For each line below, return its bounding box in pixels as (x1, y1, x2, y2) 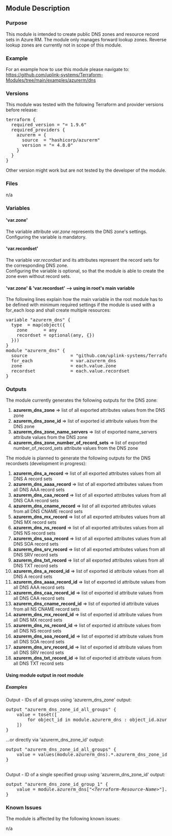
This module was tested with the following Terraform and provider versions (6, 102, 164, 108)
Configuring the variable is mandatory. (6, 234, 87, 240)
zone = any (16, 327, 58, 333)
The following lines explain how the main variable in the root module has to (6, 296, 163, 303)
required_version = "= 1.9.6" (11, 122, 87, 128)
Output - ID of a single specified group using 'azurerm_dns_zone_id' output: (6, 771, 165, 777)
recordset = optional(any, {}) (16, 332, 95, 338)
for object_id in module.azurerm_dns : (27, 716, 127, 723)
